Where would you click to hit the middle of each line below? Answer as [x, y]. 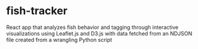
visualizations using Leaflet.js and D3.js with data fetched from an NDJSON [99, 33]
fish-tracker [37, 11]
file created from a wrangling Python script [59, 40]
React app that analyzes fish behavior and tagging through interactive [92, 27]
